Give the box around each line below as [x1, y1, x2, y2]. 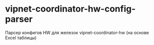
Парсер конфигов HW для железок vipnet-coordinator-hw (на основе [5, 30, 149, 35]
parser [5, 14, 33, 25]
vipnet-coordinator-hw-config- [5, 3, 136, 15]
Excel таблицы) [5, 35, 37, 41]
